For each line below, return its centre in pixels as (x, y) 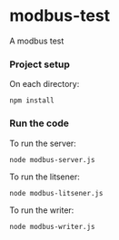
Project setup (40, 64)
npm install (32, 101)
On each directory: (45, 84)
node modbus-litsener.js (56, 193)
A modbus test (37, 41)
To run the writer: (42, 210)
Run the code (40, 123)
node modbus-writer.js (52, 226)
